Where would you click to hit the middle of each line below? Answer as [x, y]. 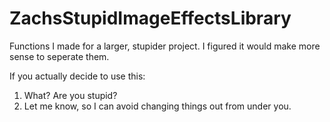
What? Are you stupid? [70, 95]
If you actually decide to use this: [77, 76]
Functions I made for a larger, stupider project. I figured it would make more [165, 46]
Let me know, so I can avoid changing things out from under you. [157, 106]
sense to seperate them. [59, 56]
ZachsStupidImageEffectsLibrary [150, 18]
